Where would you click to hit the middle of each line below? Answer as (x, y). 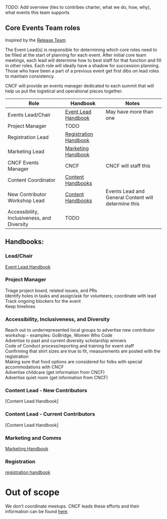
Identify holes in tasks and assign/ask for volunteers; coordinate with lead (81, 296)
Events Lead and (125, 191)
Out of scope (32, 492)
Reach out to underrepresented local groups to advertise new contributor (80, 330)
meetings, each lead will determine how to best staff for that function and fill (83, 60)
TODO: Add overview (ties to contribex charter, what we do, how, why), (78, 7)
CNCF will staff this (128, 166)
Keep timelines (20, 306)
